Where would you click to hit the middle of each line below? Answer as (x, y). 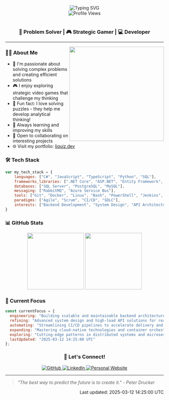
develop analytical (31, 114)
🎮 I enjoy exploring (33, 86)
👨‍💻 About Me (21, 53)
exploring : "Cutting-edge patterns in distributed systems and (77, 335)
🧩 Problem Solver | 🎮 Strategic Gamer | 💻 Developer (84, 32)
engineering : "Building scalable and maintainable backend (73, 316)
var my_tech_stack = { (29, 172)
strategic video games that (40, 93)
